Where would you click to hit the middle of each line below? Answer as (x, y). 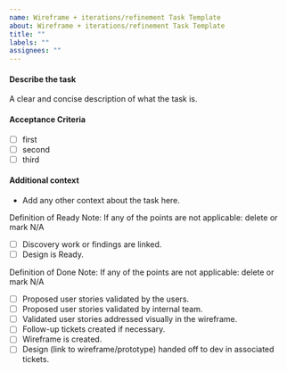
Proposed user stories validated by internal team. (112, 310)
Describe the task (43, 79)
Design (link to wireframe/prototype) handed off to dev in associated (148, 350)
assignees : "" (36, 51)
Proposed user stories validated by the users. (106, 299)
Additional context (45, 180)
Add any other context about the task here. (101, 200)
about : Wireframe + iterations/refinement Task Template (117, 26)
